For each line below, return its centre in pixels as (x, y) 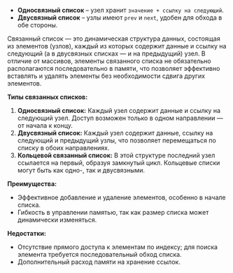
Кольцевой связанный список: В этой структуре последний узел (116, 155)
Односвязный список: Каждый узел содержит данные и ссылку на (119, 111)
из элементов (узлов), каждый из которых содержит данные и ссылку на (117, 46)
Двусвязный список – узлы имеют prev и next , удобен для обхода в (120, 18)
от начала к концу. (45, 125)
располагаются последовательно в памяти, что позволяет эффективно (114, 68)
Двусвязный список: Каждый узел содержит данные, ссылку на (115, 133)
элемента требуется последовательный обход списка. (99, 254)
